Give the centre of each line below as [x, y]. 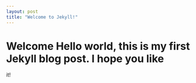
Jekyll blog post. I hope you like [85, 59]
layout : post [22, 11]
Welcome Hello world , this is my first [98, 46]
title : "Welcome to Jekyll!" [42, 17]
